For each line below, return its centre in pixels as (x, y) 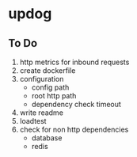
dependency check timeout (76, 104)
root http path (54, 96)
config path (50, 87)
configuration (42, 79)
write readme (41, 113)
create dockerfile (48, 71)
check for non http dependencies (74, 129)
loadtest (33, 121)
